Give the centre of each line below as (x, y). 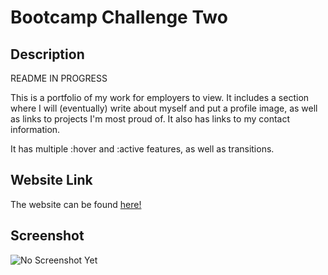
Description (47, 54)
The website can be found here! (76, 204)
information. (35, 129)
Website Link (51, 180)
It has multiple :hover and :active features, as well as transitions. (142, 149)
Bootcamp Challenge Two (119, 17)
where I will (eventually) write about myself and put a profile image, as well (164, 108)
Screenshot (47, 236)
